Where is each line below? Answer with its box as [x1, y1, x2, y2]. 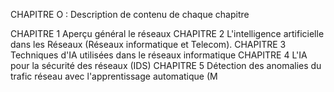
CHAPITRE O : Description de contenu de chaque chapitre [10, 9, 250, 20]
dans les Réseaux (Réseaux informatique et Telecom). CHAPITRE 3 [10, 39, 287, 50]
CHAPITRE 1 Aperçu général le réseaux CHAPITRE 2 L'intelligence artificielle [10, 28, 325, 39]
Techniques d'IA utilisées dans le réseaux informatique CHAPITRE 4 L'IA [10, 49, 308, 61]
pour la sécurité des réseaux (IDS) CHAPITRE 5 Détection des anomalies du [10, 60, 322, 71]
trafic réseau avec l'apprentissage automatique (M [10, 70, 218, 82]
